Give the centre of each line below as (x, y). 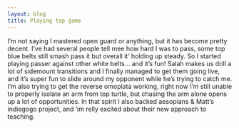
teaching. (21, 116)
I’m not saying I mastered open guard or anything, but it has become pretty (117, 41)
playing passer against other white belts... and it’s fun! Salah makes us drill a (119, 63)
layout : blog (27, 14)
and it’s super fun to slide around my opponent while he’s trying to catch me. (120, 78)
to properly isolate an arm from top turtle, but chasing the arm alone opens (117, 94)
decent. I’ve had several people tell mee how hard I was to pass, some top (116, 48)
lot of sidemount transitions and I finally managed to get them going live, (113, 71)
